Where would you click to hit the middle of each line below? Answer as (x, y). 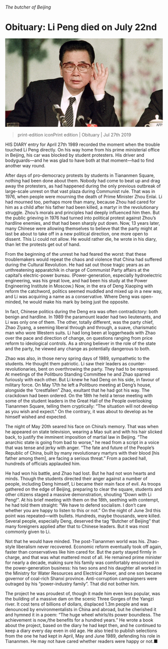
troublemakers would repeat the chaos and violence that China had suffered (83, 259)
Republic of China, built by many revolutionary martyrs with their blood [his (82, 453)
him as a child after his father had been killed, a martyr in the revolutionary (82, 207)
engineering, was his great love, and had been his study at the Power (76, 281)
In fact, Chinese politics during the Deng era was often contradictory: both (82, 312)
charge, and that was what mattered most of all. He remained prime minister (83, 558)
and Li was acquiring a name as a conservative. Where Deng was (72, 297)
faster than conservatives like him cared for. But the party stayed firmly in (81, 552)
